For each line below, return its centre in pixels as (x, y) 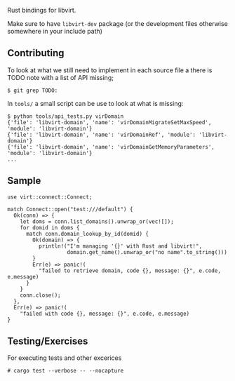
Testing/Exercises (48, 341)
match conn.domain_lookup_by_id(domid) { (87, 234)
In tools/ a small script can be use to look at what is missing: (95, 103)
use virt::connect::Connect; (50, 197)
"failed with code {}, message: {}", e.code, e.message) (105, 314)
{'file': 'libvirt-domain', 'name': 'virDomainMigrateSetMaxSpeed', (109, 122)
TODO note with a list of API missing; (61, 77)
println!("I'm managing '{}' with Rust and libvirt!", (120, 246)
